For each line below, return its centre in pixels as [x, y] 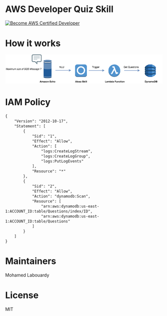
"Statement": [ [30, 126]
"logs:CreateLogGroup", [66, 156]
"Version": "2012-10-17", [41, 121]
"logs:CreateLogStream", [67, 151]
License [22, 295]
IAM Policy [28, 102]
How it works [33, 43]
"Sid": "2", [44, 186]
